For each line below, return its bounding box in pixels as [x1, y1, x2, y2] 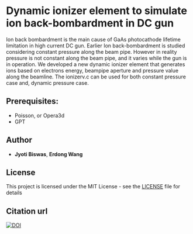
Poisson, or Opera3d [14, 112, 65, 119]
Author [6, 135, 32, 145]
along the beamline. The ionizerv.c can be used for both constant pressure [6, 73, 186, 80]
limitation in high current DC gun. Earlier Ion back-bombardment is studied [6, 42, 185, 49]
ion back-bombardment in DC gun [6, 16, 174, 30]
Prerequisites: [6, 97, 58, 106]
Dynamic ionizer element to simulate [6, 4, 188, 18]
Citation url [6, 206, 48, 216]
